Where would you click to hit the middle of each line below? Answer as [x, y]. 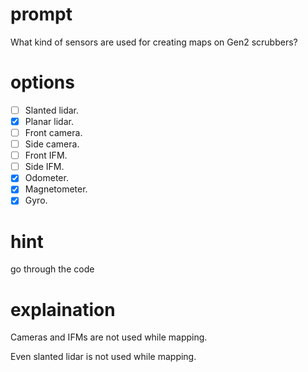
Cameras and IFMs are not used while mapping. [109, 337]
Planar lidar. [49, 121]
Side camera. [52, 144]
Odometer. [46, 178]
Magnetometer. [56, 189]
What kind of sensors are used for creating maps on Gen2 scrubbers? [154, 42]
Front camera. [53, 132]
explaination [63, 309]
